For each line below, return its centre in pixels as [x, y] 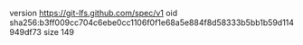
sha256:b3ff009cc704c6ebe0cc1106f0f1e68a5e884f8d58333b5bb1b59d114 [152, 22]
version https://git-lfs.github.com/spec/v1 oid [94, 13]
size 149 [59, 32]
